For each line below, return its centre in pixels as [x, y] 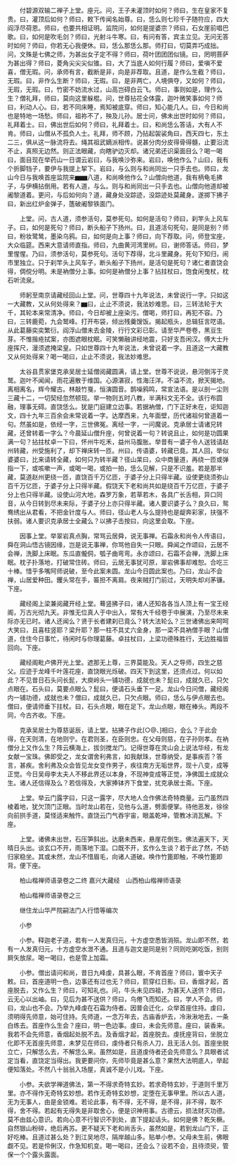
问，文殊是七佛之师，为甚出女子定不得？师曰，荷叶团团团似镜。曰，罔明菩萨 [118, 54]
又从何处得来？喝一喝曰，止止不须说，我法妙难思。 [81, 356]
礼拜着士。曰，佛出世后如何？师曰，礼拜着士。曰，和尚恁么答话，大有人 [112, 124]
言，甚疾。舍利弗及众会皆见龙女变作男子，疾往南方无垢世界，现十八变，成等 [118, 765]
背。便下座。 [26, 865]
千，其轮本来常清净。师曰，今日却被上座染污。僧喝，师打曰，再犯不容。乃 [115, 313]
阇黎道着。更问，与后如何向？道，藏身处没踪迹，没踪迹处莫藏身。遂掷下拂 [115, 195]
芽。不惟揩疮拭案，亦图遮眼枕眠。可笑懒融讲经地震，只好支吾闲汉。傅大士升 [118, 339]
